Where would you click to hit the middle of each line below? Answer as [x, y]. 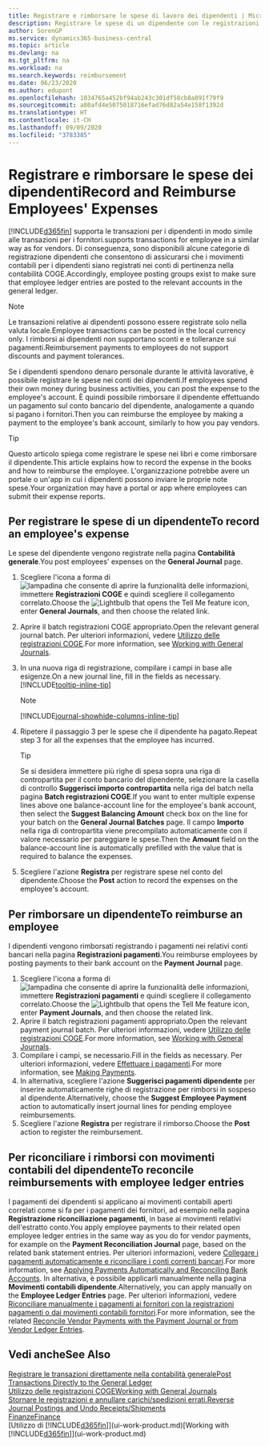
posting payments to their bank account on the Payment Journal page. [126, 963]
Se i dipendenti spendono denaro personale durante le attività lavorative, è [131, 371]
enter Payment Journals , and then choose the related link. [116, 1013]
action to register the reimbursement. [81, 1132]
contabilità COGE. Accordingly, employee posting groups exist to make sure [132, 273]
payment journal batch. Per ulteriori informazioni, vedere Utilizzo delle [135, 1030]
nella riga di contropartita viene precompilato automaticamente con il [133, 831]
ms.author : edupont [41, 90]
